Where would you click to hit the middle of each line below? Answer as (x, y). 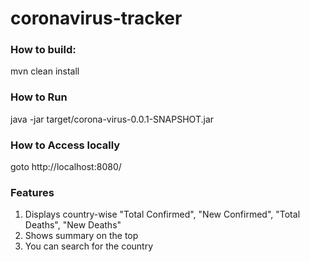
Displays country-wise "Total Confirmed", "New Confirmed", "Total (162, 214)
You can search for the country (89, 246)
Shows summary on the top (81, 236)
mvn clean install (45, 71)
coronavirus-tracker (96, 18)
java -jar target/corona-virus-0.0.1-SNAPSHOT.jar (112, 119)
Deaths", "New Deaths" (73, 225)
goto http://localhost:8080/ (66, 167)
